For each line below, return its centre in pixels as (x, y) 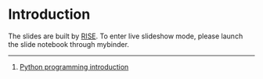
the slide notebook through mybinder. (68, 44)
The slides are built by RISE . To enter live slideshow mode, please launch (126, 36)
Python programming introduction (74, 66)
